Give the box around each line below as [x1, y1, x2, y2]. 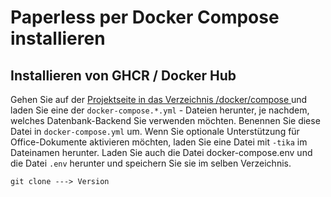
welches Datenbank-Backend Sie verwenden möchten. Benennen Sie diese [10, 115, 321, 126]
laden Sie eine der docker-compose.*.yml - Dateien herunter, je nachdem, [10, 104, 310, 116]
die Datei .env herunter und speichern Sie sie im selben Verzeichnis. [10, 157, 292, 169]
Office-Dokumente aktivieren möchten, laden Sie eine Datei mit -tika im [10, 136, 308, 148]
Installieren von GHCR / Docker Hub [10, 67, 237, 84]
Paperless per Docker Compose [10, 6, 280, 29]
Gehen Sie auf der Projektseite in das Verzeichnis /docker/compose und [10, 94, 308, 105]
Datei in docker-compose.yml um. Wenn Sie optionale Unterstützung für [10, 126, 300, 137]
